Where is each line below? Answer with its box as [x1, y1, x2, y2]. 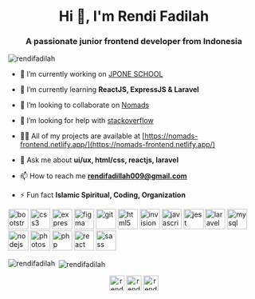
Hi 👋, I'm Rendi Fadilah [58, 7, 210, 26]
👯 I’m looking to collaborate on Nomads [19, 100, 150, 110]
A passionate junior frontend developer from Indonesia [25, 36, 243, 47]
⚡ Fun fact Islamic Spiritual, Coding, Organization [19, 190, 186, 200]
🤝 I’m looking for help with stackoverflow [19, 116, 154, 126]
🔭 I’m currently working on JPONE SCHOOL [19, 70, 163, 79]
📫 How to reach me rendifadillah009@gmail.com [19, 171, 187, 181]
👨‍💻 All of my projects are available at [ [19, 131, 145, 141]
